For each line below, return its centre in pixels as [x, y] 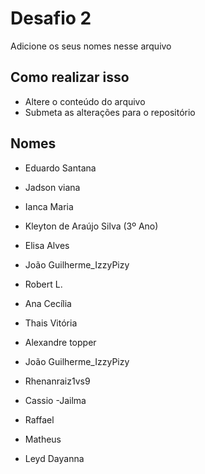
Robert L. [43, 284]
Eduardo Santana [60, 168]
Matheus [43, 439]
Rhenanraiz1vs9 [57, 381]
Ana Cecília [48, 303]
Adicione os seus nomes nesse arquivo [91, 46]
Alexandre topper [60, 342]
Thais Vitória [51, 323]
